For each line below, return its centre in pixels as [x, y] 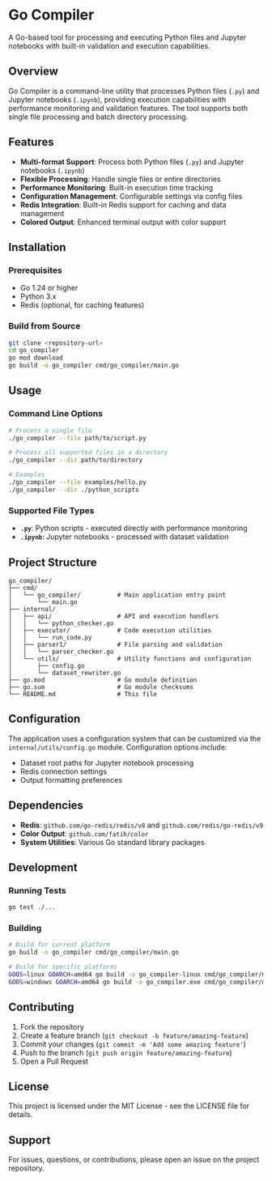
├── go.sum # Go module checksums [101, 687]
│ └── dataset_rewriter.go [65, 673]
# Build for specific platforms [63, 967]
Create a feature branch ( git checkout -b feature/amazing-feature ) [134, 1035]
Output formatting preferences [71, 780]
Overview [34, 72]
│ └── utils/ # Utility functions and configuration [130, 658]
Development [43, 867]
